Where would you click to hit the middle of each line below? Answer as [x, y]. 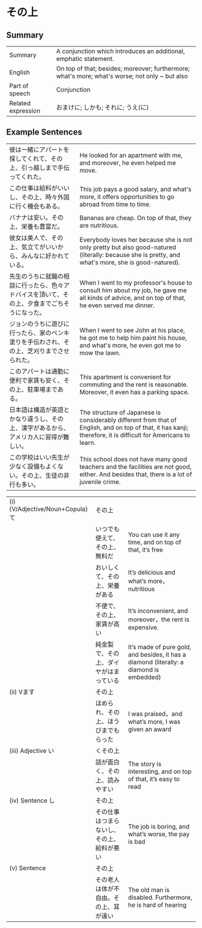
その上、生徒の [43, 475]
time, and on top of [155, 542]
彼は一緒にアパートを [39, 150]
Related [20, 103]
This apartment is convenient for [125, 377]
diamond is [144, 669]
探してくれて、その [36, 159]
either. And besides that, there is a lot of [136, 474]
